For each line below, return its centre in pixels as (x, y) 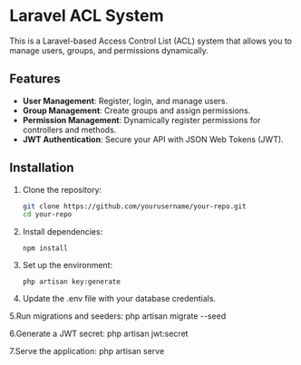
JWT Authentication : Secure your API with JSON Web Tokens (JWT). (153, 139)
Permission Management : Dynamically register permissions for (141, 120)
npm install (45, 249)
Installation (42, 168)
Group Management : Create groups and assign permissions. (136, 110)
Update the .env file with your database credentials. (119, 299)
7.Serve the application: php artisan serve (87, 351)
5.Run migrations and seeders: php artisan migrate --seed (118, 316)
